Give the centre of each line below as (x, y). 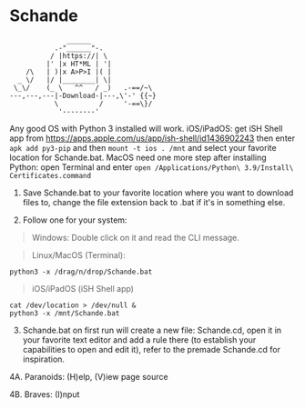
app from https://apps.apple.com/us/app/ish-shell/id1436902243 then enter (152, 138)
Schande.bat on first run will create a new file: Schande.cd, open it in (152, 330)
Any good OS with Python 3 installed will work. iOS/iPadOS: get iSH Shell (146, 128)
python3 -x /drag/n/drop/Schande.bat (81, 272)
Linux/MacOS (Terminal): (78, 254)
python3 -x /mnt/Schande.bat (65, 313)
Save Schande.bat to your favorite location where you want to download (158, 193)
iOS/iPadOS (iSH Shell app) (83, 288)
